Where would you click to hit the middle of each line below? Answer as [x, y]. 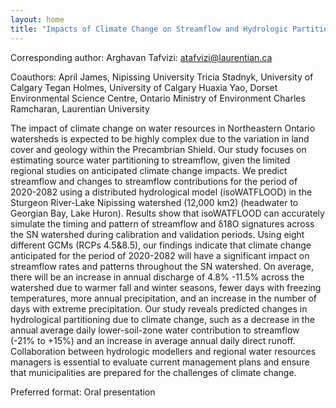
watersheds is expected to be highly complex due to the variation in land [160, 138]
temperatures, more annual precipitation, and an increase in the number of [164, 298]
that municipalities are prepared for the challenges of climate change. [153, 372]
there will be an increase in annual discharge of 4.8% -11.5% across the [157, 277]
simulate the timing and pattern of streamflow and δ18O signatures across [162, 223]
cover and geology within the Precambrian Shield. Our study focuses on [158, 149]
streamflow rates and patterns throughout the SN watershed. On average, [162, 266]
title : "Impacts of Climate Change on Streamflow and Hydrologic [149, 29]
